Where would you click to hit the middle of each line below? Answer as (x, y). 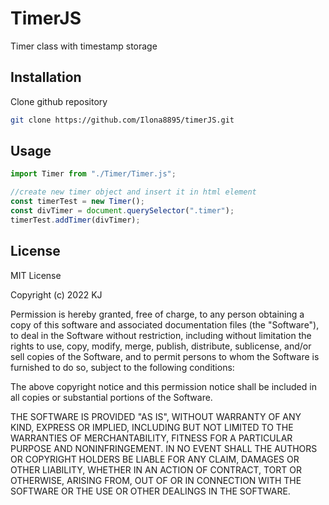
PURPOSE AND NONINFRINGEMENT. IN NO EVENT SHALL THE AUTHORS (164, 448)
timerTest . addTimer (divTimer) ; (75, 220)
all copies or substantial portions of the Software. (111, 397)
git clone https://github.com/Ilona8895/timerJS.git (122, 120)
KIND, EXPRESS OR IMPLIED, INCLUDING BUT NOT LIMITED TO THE (152, 427)
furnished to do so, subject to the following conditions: (122, 367)
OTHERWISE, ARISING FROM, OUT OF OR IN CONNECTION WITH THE (156, 480)
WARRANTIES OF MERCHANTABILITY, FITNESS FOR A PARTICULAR (151, 438)
